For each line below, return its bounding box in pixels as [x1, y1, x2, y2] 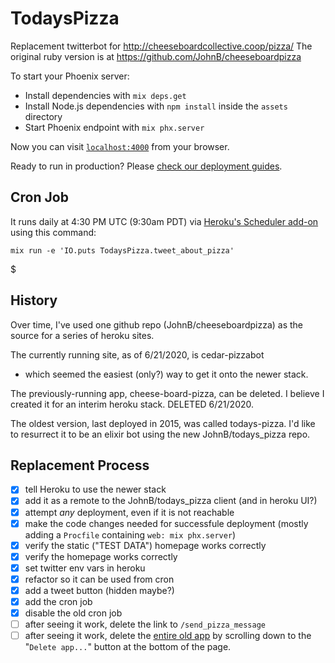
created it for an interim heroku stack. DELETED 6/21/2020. [10, 398, 255, 410]
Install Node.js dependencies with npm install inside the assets [24, 100, 288, 112]
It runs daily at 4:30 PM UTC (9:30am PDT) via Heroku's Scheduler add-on [10, 215, 319, 227]
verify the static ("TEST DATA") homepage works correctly [24, 539, 267, 551]
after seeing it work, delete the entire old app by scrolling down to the [24, 630, 312, 642]
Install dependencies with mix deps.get [24, 89, 187, 101]
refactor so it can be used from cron [24, 573, 175, 585]
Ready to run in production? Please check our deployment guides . [10, 160, 283, 172]
